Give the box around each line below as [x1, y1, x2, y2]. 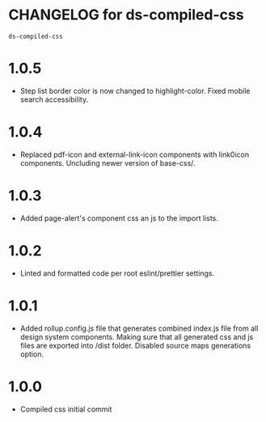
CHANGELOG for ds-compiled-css [8, 6, 244, 24]
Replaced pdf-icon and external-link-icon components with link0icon [19, 150, 249, 159]
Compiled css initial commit [19, 404, 112, 414]
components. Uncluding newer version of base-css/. [19, 158, 196, 167]
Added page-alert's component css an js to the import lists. [19, 213, 218, 223]
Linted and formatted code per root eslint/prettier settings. [19, 268, 215, 278]
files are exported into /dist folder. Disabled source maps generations [19, 340, 251, 350]
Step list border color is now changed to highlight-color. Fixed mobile [19, 86, 251, 95]
